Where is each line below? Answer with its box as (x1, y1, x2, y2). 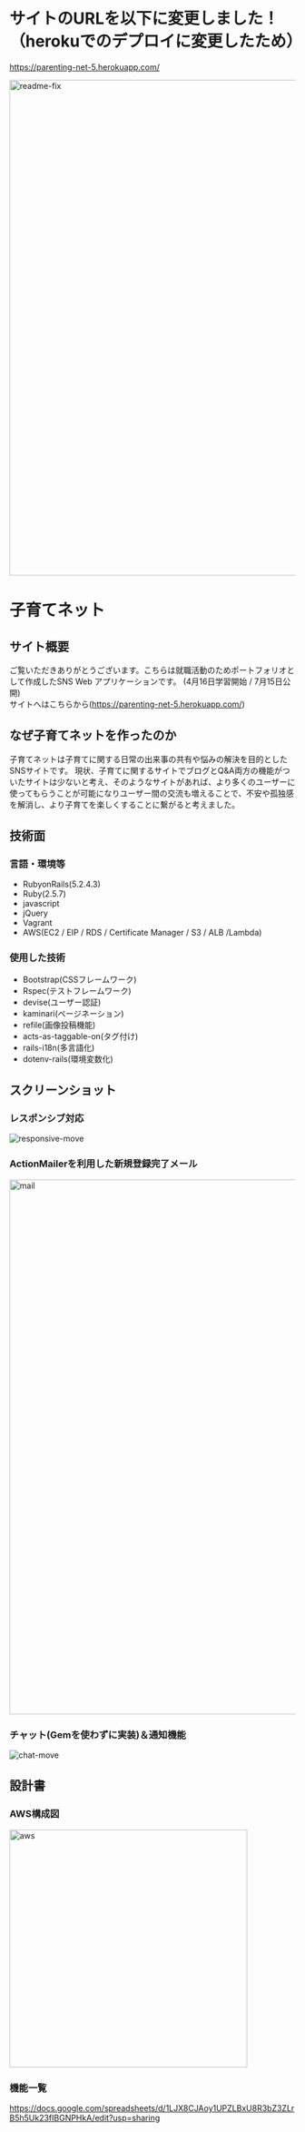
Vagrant (22, 917, 53, 928)
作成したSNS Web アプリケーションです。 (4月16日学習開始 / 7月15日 (25, 676, 283, 687)
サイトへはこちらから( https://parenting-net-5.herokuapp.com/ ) (9, 699, 245, 709)
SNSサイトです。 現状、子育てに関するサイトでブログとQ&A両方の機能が (9, 765, 283, 776)
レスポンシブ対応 (9, 1112, 84, 1125)
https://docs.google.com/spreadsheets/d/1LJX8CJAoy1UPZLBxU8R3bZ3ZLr (9, 2103, 295, 2113)
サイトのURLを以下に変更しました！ (9, 8, 280, 29)
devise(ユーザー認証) (22, 997, 102, 1007)
